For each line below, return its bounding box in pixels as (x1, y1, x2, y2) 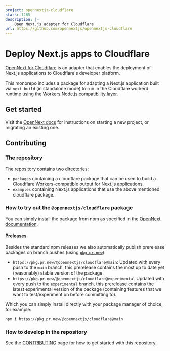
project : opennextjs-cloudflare (5, 7, 73, 13)
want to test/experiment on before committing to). (12, 292, 117, 298)
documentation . (5, 221, 38, 227)
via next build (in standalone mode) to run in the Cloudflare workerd (5, 86, 149, 92)
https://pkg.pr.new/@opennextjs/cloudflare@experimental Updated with (12, 276, 164, 282)
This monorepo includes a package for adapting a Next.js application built (5, 80, 159, 86)
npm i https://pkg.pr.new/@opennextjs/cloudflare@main (5, 317, 123, 322)
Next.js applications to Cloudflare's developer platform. (5, 70, 120, 76)
